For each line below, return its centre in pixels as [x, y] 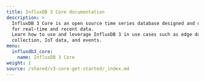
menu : [13, 46]
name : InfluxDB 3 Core [46, 57]
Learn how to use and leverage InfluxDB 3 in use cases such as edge [102, 35]
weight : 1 [19, 63]
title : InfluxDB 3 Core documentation [56, 12]
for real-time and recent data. [53, 29]
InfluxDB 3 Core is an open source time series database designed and [103, 23]
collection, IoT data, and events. [57, 40]
